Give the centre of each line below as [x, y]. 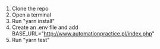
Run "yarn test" [31, 40]
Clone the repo [30, 9]
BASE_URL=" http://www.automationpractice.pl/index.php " [83, 34]
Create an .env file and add [45, 27]
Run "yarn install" [33, 21]
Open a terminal [32, 15]
